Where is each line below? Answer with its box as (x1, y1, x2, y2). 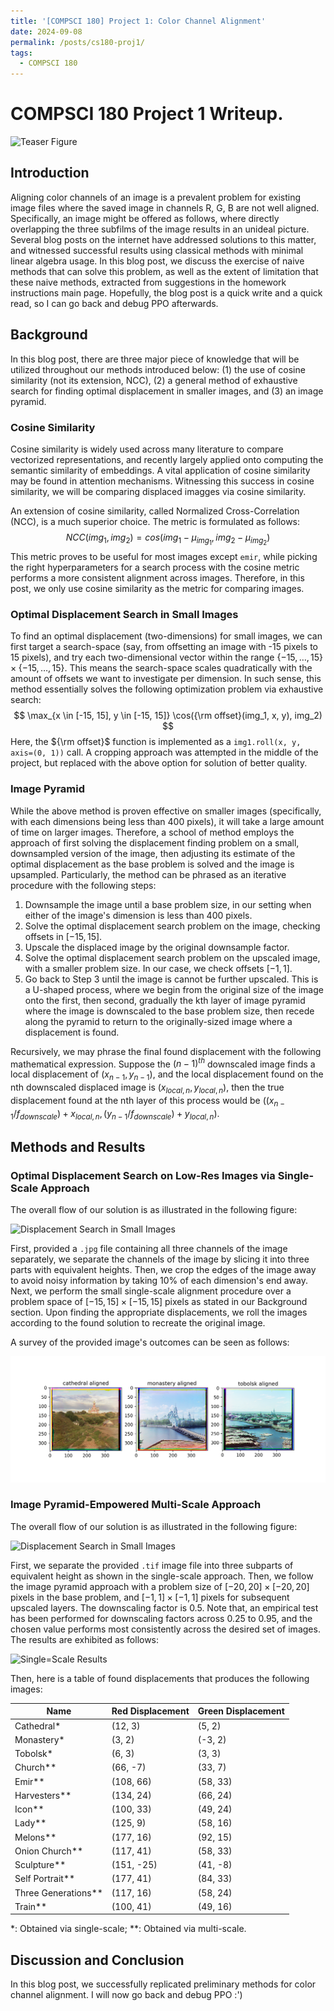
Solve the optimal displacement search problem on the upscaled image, (24, 951, 321, 964)
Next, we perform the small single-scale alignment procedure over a (10, 1285, 292, 1297)
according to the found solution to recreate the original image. (10, 1317, 266, 1329)
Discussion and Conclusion (10, 1951, 185, 1969)
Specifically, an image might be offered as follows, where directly (10, 212, 280, 224)
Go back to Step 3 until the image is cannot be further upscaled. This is (24, 973, 319, 985)
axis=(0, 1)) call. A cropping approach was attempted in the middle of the (10, 746, 319, 759)
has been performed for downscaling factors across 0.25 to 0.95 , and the (10, 1612, 313, 1624)
